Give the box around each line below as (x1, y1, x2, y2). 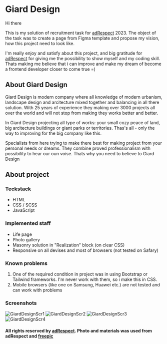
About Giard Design (5, 81, 67, 89)
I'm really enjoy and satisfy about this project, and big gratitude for (5, 50, 142, 56)
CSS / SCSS (12, 202, 37, 208)
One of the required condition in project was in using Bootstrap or (12, 271, 148, 277)
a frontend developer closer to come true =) (5, 66, 96, 72)
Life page (12, 231, 32, 237)
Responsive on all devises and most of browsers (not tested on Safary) (12, 247, 158, 253)
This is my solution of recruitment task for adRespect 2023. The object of (5, 30, 156, 36)
